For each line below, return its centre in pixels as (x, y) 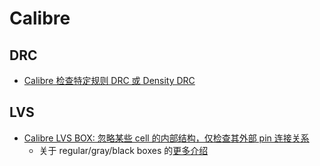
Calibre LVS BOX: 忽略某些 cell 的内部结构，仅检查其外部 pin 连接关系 (166, 138)
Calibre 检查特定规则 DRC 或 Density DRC (109, 80)
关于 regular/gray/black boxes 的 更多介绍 (123, 150)
